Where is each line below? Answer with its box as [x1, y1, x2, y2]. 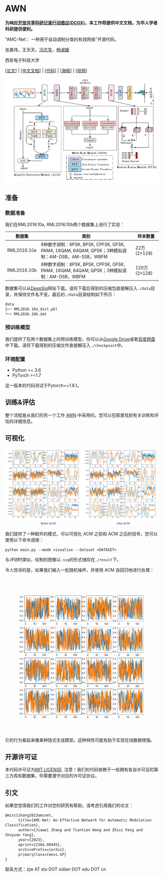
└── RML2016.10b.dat [5, 312, 47, 317]
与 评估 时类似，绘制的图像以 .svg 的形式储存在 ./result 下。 [5, 556, 121, 562]
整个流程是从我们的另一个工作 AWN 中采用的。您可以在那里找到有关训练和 [5, 412, 155, 418]
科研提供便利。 [5, 26, 35, 32]
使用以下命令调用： [5, 537, 44, 542]
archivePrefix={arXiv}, [18, 847, 67, 852]
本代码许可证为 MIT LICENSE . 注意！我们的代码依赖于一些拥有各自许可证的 [5, 767, 154, 773]
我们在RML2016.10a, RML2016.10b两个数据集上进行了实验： [5, 221, 124, 227]
